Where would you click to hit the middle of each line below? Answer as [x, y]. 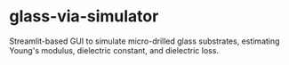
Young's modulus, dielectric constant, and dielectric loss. [114, 50]
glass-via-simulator [84, 16]
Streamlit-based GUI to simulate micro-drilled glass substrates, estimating [144, 41]
